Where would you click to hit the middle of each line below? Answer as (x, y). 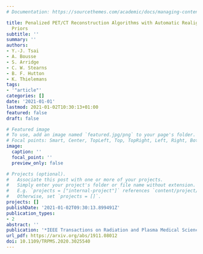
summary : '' (21, 40)
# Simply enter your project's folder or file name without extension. (101, 185)
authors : (17, 45)
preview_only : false (37, 163)
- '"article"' (24, 90)
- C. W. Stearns (27, 68)
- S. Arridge (23, 62)
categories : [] (25, 96)
